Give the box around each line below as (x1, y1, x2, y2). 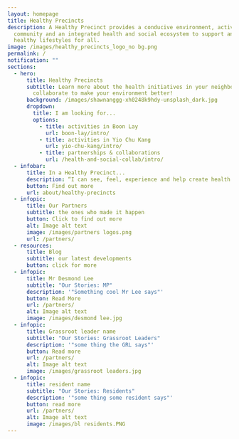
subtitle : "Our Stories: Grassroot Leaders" (26, 334, 161, 342)
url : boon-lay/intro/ (45, 129, 110, 137)
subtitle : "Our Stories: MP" (26, 282, 113, 289)
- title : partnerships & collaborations (38, 149, 161, 157)
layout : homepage (7, 10, 59, 18)
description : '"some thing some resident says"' (26, 394, 174, 401)
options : (33, 116, 59, 123)
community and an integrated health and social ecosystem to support (14, 30, 224, 38)
